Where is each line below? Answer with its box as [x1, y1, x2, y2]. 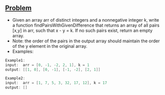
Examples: [12, 48, 34, 54]
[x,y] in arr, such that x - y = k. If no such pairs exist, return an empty [12, 27, 153, 33]
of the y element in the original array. [12, 43, 87, 49]
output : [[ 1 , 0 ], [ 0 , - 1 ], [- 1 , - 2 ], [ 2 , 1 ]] [5, 67, 101, 72]
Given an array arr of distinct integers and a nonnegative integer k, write [12, 17, 160, 23]
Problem [5, 4, 32, 12]
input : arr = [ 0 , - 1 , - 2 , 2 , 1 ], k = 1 [5, 63, 90, 67]
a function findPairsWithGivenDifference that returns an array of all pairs [12, 22, 160, 28]
